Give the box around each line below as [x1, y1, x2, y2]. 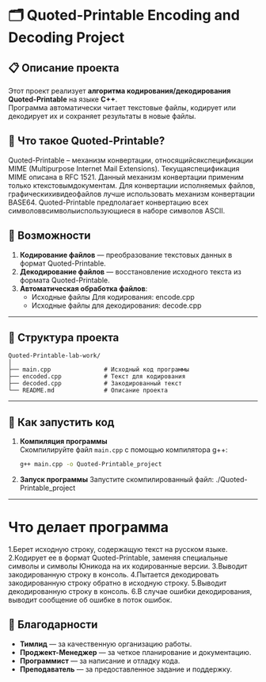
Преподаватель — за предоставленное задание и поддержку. [19, 664, 233, 674]
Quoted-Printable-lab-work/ [8, 352, 101, 360]
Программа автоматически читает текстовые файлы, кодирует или [8, 103, 236, 112]
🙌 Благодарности [8, 618, 98, 631]
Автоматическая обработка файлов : [19, 283, 148, 293]
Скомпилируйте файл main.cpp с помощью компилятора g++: [19, 445, 228, 454]
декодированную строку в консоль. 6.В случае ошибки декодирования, [8, 587, 253, 596]
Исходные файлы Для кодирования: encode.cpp [31, 292, 196, 301]
